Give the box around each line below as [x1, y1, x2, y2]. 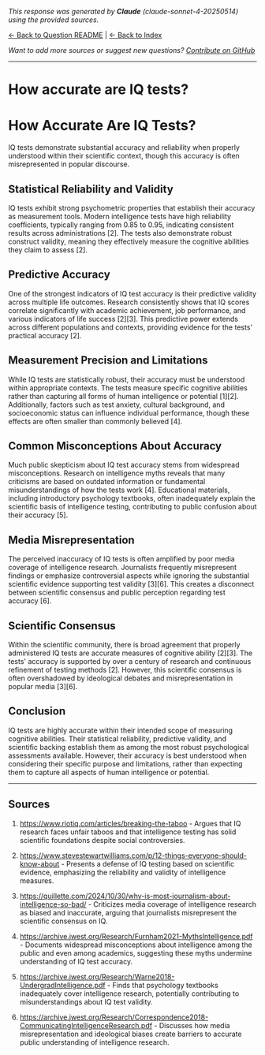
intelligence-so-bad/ [19, 899, 87, 909]
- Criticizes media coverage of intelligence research [88, 899, 257, 909]
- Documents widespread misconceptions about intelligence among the [19, 940, 252, 949]
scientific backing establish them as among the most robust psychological [8, 742, 249, 751]
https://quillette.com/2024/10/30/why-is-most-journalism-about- [19, 891, 231, 900]
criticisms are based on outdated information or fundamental [8, 477, 206, 486]
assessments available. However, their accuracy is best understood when [8, 751, 247, 760]
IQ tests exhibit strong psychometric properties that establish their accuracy [8, 203, 256, 212]
